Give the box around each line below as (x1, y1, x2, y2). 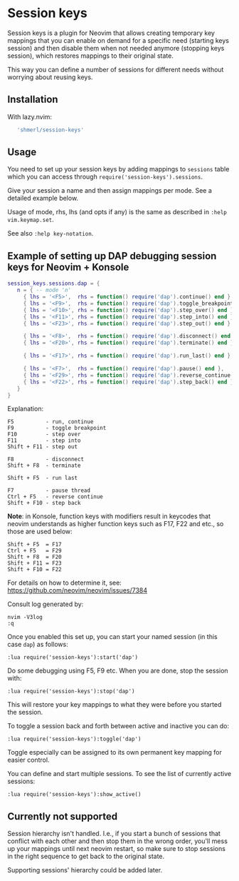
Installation (7, 94, 58, 106)
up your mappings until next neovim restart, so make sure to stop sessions (7, 845, 226, 853)
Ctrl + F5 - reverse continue (7, 493, 103, 500)
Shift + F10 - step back (7, 500, 81, 507)
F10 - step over (7, 431, 81, 438)
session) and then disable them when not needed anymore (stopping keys (7, 44, 225, 52)
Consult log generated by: (7, 600, 84, 608)
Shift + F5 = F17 (7, 541, 62, 548)
